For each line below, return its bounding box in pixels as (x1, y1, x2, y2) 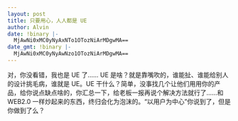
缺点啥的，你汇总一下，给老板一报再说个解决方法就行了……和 (44, 88, 224, 97)
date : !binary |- (7, 30, 59, 38)
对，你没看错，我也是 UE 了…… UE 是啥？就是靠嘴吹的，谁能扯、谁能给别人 (7, 70, 229, 79)
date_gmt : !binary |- (7, 43, 72, 51)
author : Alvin (7, 23, 50, 31)
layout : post (7, 10, 46, 18)
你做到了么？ (7, 106, 45, 115)
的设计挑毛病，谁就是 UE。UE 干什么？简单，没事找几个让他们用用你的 (7, 79, 215, 88)
